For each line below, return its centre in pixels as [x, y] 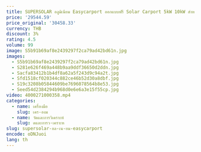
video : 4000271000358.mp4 [38, 95]
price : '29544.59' [29, 17]
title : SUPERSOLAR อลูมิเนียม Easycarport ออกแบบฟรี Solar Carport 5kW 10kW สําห [100, 12]
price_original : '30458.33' [41, 23]
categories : [21, 101]
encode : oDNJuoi [26, 134]
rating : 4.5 [21, 39]
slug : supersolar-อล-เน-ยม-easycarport [54, 129]
